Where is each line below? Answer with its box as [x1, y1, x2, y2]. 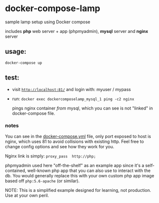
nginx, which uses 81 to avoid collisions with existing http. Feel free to [5, 139, 144, 144]
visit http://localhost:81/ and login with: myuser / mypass [12, 86, 131, 92]
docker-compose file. [12, 110, 55, 116]
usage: [5, 47, 27, 56]
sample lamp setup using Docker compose [5, 19, 91, 25]
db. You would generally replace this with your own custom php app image [5, 172, 154, 178]
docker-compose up [5, 60, 42, 65]
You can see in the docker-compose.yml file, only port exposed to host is [5, 133, 151, 139]
